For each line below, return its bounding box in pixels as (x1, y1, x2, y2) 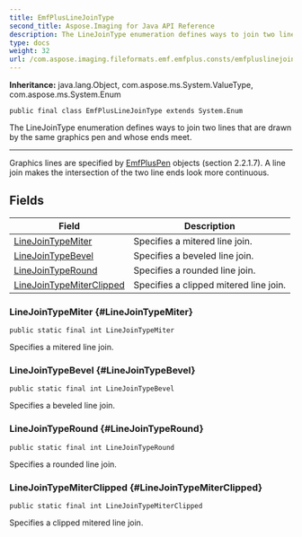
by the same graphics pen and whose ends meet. (9, 132, 192, 142)
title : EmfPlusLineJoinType (9, 13, 115, 22)
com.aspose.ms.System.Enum (9, 89, 121, 100)
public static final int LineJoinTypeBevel (9, 384, 175, 393)
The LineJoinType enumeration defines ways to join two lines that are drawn (9, 122, 292, 133)
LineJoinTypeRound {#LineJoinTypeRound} (9, 423, 204, 436)
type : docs (9, 38, 50, 48)
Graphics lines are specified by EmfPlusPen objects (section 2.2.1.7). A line (9, 158, 286, 168)
